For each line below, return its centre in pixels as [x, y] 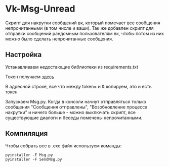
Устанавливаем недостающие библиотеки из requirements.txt [72, 67]
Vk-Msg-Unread [40, 9]
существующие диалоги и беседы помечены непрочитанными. [74, 118]
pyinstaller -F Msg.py [29, 155]
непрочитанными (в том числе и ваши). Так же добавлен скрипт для [80, 28]
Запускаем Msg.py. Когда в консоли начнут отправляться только [76, 101]
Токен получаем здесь [30, 77]
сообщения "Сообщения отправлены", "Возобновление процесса [76, 107]
